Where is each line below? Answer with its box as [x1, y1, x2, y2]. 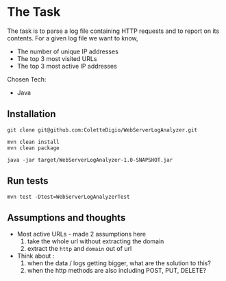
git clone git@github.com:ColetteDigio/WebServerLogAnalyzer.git [7, 126, 197, 134]
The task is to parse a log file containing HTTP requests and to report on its [7, 27, 220, 35]
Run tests [7, 175, 49, 187]
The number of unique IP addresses [16, 47, 118, 56]
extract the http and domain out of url [27, 245, 132, 253]
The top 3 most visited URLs [16, 54, 97, 62]
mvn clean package [7, 145, 60, 151]
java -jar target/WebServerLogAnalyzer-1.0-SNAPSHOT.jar [7, 156, 173, 163]
